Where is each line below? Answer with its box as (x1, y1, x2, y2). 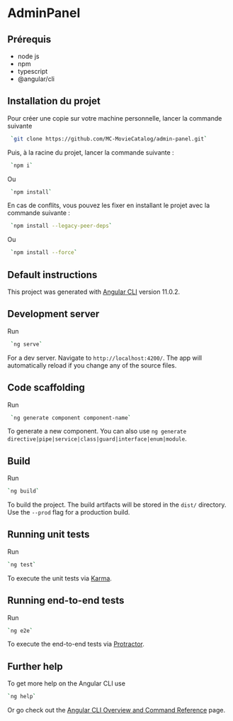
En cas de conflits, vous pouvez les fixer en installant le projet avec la (7, 201, 210, 210)
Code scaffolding (7, 382, 85, 394)
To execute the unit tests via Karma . (7, 573, 112, 583)
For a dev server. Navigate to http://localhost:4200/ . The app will (7, 353, 203, 362)
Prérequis (7, 33, 52, 45)
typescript (17, 67, 48, 75)
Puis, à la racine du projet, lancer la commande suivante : (7, 148, 175, 157)
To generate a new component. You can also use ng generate (7, 427, 187, 436)
